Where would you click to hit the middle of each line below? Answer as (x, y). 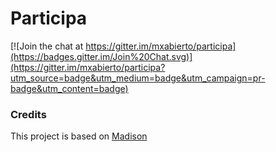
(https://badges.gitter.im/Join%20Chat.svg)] (101, 56)
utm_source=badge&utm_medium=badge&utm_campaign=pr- (138, 78)
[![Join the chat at (47, 46)
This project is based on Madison (79, 136)
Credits (28, 114)
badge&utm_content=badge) (69, 88)
